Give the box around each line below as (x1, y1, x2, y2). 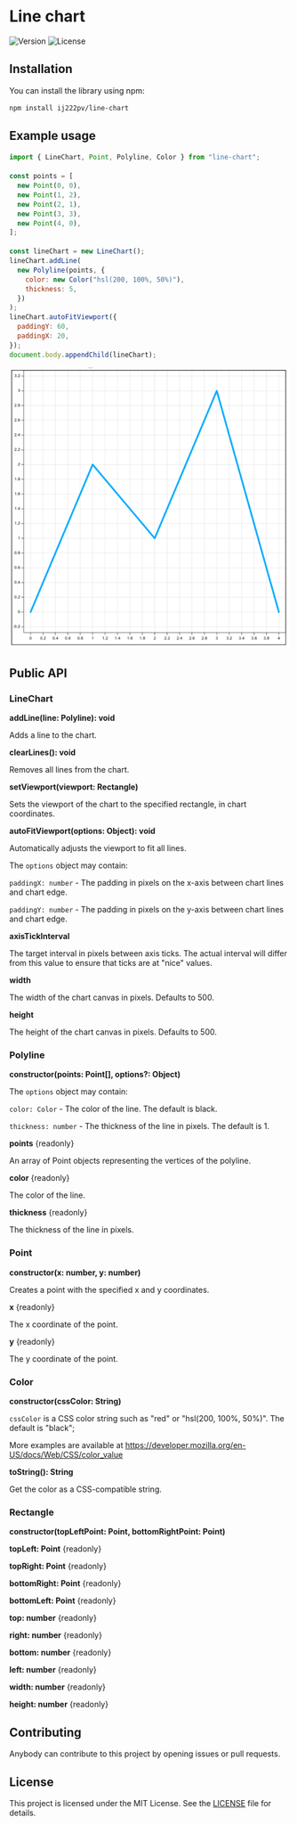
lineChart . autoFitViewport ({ (9, 313, 117, 322)
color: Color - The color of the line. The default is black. (9, 1103, 218, 1115)
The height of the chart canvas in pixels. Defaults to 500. (9, 1027, 218, 1037)
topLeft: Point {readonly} (9, 1543, 102, 1554)
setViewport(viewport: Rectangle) (9, 782, 139, 792)
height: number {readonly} (9, 1699, 109, 1710)
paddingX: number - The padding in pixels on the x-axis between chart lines (9, 878, 285, 888)
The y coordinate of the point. (9, 1353, 118, 1364)
